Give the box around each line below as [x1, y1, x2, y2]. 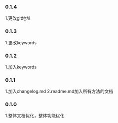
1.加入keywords [5, 64, 37, 70]
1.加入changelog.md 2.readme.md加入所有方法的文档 [5, 89, 114, 94]
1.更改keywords [5, 39, 37, 45]
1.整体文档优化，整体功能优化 [5, 113, 65, 119]
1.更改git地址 [5, 15, 31, 21]
